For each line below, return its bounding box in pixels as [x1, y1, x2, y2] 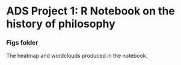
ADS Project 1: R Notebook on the [6, 4, 176, 18]
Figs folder [6, 39, 38, 47]
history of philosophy [6, 17, 115, 31]
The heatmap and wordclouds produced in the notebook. [6, 52, 148, 60]
